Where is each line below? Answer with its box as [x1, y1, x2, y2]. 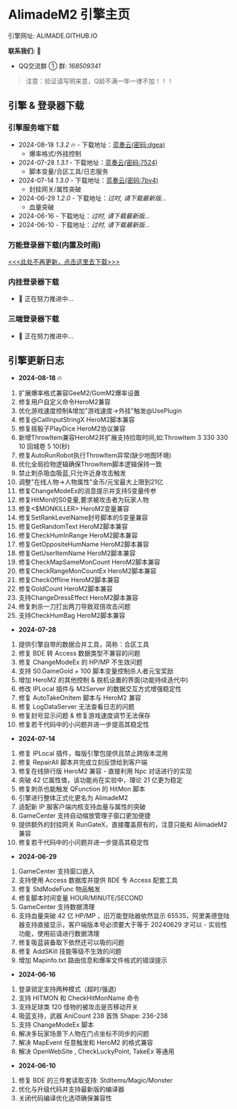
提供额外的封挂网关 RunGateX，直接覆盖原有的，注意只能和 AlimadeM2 [18, 820, 228, 829]
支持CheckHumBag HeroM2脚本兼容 [18, 611, 126, 620]
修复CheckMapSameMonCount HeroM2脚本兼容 [18, 558, 160, 567]
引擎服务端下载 [8, 122, 60, 132]
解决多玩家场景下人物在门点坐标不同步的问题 [18, 1029, 150, 1038]
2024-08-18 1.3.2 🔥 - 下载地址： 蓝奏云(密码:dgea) [18, 140, 165, 149]
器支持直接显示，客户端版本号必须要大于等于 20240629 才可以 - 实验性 [18, 920, 228, 929]
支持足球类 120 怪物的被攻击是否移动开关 [18, 1003, 138, 1011]
